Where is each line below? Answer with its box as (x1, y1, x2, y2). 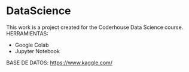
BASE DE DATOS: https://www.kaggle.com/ (6, 59, 112, 66)
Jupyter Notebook (14, 47, 60, 54)
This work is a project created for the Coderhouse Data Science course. (6, 24, 184, 31)
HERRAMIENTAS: (6, 30, 49, 37)
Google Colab (14, 41, 49, 48)
